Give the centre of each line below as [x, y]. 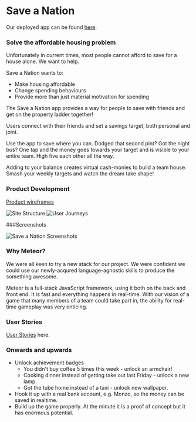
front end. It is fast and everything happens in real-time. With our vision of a [98, 294]
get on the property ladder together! [50, 114]
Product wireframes [30, 202]
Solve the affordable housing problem [61, 42]
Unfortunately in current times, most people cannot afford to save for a [92, 55]
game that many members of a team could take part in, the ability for [89, 300]
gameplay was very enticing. [53, 307]
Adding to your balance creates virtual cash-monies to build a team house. [96, 167]
